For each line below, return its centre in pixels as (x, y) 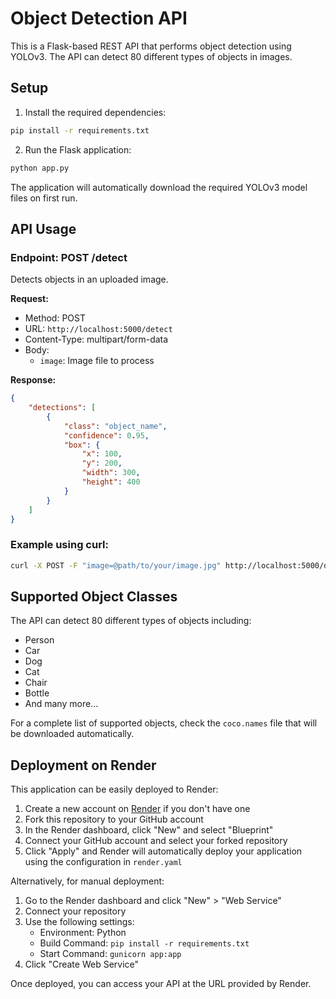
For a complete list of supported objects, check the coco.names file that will (164, 723)
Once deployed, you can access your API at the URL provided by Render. (161, 984)
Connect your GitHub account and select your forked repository (156, 841)
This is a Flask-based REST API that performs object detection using (151, 46)
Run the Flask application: (78, 149)
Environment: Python (83, 933)
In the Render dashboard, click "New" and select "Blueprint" (149, 830)
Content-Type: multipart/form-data (96, 339)
